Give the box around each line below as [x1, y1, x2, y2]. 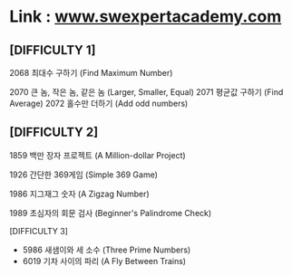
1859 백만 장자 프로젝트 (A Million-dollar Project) [9, 149, 186, 160]
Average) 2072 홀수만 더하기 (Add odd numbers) [9, 98, 189, 109]
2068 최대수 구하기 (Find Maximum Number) [9, 68, 173, 78]
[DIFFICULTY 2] [9, 125, 99, 140]
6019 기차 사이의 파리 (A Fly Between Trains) [22, 255, 187, 266]
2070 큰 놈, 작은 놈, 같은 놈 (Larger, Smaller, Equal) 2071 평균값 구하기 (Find [9, 87, 284, 97]
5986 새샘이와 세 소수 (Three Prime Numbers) [22, 244, 191, 255]
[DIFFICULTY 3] [9, 225, 68, 236]
